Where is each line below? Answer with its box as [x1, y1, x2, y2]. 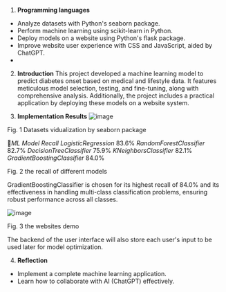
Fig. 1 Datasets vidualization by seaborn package [7, 126, 147, 134]
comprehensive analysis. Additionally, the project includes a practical [17, 91, 214, 100]
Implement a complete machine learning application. [17, 270, 167, 277]
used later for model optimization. [7, 243, 104, 251]
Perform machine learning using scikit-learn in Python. [17, 27, 173, 35]
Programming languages [17, 6, 90, 14]
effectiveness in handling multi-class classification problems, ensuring [7, 188, 208, 196]
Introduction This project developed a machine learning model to [17, 69, 204, 77]
